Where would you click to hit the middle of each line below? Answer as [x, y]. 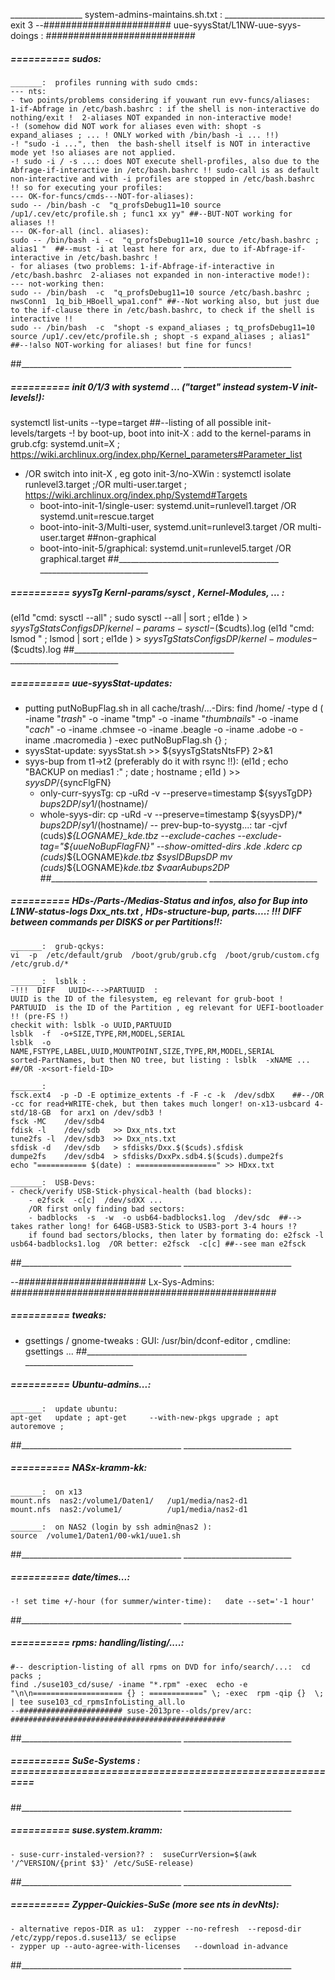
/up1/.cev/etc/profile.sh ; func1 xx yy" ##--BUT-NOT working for [151, 214]
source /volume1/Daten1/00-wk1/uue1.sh [96, 1535]
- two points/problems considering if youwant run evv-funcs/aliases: [160, 100]
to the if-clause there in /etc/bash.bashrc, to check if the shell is [162, 310]
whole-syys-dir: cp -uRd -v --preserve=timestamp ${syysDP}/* [171, 814]
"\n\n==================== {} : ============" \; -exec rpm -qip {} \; [167, 1693]
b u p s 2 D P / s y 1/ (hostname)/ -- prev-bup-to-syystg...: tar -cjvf [163, 825]
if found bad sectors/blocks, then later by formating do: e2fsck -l [176, 1235]
